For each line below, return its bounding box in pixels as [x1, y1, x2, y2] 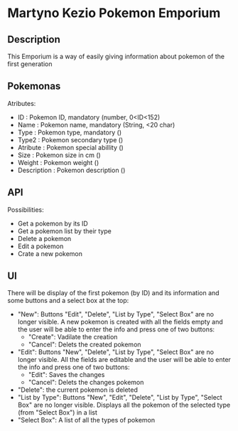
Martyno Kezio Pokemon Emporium [7, 5, 221, 21]
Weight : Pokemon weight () [17, 158, 99, 166]
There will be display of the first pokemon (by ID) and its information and [7, 289, 220, 297]
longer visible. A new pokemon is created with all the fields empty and [17, 318, 224, 326]
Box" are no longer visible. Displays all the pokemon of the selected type [17, 400, 231, 410]
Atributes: [7, 99, 36, 107]
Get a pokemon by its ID [17, 219, 89, 228]
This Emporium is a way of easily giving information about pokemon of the [7, 52, 225, 60]
